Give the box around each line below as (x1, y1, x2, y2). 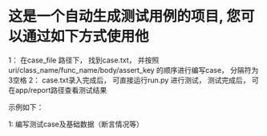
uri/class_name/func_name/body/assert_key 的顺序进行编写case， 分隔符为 (8, 65, 259, 74)
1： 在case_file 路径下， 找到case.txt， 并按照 (8, 55, 160, 65)
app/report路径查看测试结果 (14, 85, 107, 94)
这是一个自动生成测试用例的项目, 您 (8, 7, 241, 26)
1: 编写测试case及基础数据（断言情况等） (8, 119, 144, 129)
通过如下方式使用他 (22, 27, 150, 46)
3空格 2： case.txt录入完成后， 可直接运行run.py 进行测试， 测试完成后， (8, 75, 250, 85)
